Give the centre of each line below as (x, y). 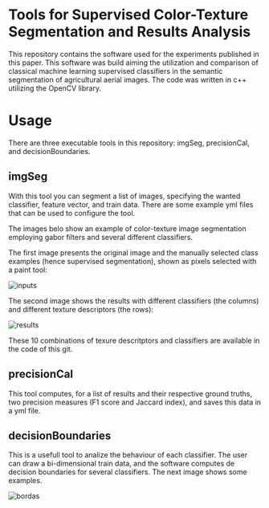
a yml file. (24, 410)
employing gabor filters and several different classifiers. (101, 237)
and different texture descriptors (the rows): (81, 309)
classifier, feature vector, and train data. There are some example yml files (131, 204)
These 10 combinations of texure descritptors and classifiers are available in (134, 340)
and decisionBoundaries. (49, 151)
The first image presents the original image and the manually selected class (133, 252)
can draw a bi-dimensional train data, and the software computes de (122, 464)
